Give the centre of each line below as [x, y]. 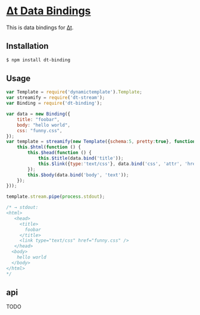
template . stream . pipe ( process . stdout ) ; [56, 197]
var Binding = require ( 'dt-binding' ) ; [54, 103]
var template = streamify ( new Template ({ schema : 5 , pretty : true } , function [101, 142]
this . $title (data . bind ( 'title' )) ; [81, 158]
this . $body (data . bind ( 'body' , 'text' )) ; [78, 175]
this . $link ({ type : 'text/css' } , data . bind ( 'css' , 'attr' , [110, 164]
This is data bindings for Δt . [40, 27]
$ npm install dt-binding [38, 60]
